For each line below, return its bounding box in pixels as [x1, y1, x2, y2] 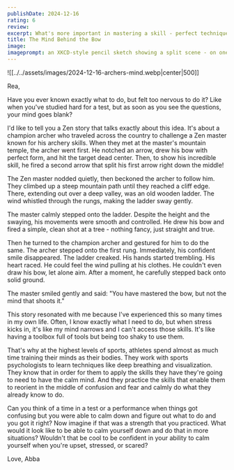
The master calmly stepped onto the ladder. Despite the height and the [7, 210, 210, 219]
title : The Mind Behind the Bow [7, 36, 101, 43]
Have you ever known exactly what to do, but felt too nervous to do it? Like [7, 95, 222, 103]
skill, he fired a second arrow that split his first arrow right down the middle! [7, 161, 224, 169]
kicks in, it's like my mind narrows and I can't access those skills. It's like [7, 325, 216, 333]
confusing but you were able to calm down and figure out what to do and [7, 411, 217, 420]
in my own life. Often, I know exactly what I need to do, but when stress [7, 317, 212, 325]
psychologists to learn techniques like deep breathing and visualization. [7, 360, 213, 369]
